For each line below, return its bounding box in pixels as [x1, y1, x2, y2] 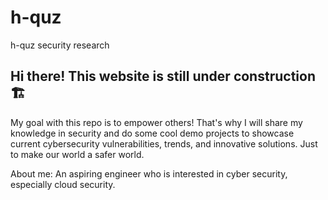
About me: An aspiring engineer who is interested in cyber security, [10, 167, 288, 180]
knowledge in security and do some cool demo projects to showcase [10, 127, 295, 139]
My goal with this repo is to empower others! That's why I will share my [10, 116, 303, 128]
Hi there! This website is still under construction [10, 68, 316, 85]
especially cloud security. [10, 178, 116, 190]
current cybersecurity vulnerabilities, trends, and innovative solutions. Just [10, 137, 318, 150]
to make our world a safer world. [10, 148, 145, 160]
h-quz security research [10, 39, 110, 51]
